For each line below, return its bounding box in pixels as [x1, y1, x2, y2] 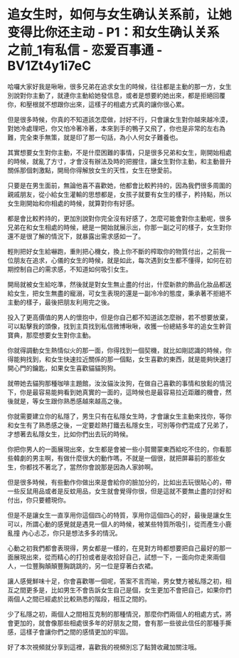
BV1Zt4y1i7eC [7, 58, 91, 74]
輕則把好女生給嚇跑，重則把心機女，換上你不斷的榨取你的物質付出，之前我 [7, 247, 225, 255]
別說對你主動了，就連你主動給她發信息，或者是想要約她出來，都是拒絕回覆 [7, 91, 225, 100]
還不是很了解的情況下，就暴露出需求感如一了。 [7, 232, 144, 240]
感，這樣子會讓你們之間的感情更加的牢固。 [7, 627, 132, 636]
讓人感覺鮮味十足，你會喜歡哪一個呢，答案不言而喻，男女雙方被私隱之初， [7, 577, 225, 585]
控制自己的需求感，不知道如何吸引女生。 [13, 264, 132, 273]
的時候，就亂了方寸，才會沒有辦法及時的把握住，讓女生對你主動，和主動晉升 [7, 157, 232, 165]
